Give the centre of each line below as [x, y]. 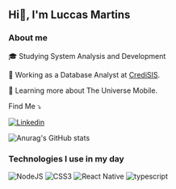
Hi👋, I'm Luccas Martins [69, 15]
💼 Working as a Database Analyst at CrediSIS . [84, 74]
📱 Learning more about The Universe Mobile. [83, 90]
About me [28, 38]
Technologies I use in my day [67, 158]
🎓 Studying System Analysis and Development [87, 56]
